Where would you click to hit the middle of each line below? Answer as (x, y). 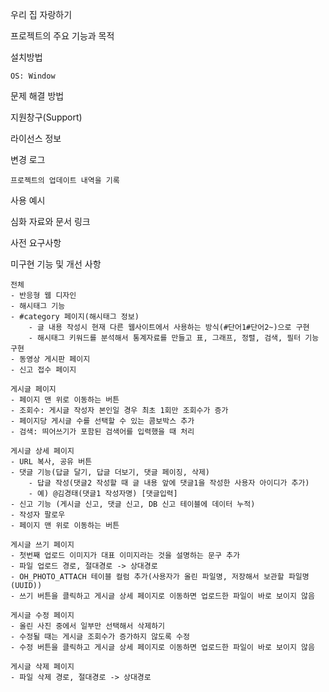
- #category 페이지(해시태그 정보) (75, 317)
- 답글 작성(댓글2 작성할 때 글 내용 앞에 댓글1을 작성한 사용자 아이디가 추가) (169, 483)
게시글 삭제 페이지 (42, 667)
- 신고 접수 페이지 (43, 370)
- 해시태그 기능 (38, 306)
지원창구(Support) (46, 117)
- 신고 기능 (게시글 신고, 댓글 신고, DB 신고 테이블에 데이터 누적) (133, 504)
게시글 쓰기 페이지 (42, 545)
